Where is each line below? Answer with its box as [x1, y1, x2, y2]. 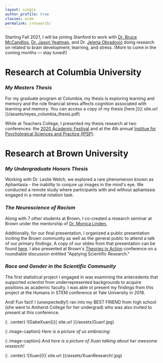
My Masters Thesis [5, 84, 52, 91]
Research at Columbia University [5, 67, 142, 78]
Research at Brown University [5, 148, 129, 159]
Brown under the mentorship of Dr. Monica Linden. [5, 220, 108, 226]
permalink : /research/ [5, 21, 51, 26]
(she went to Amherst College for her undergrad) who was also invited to [5, 304, 152, 310]
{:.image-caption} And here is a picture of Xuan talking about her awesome [5, 338, 158, 343]
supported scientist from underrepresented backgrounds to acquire [5, 279, 141, 285]
